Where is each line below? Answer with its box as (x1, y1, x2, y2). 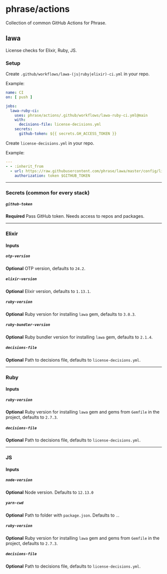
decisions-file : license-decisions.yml (18, 122, 101, 127)
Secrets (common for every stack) (5, 190, 90, 196)
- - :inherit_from (5, 164, 44, 169)
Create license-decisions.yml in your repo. (5, 140, 95, 146)
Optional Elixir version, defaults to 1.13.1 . (5, 288, 91, 294)
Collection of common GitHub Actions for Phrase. (5, 20, 107, 26)
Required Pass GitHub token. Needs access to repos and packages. (5, 213, 145, 219)
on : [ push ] (5, 95, 33, 99)
